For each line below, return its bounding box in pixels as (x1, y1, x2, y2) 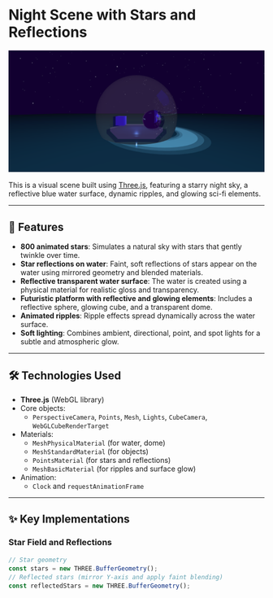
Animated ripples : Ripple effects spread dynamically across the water (19, 311, 256, 321)
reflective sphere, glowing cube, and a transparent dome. (19, 302, 213, 312)
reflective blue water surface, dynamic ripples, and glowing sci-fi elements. (8, 189, 262, 199)
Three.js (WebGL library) (19, 395, 105, 404)
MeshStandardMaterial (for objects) (32, 446, 149, 456)
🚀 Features (8, 220, 64, 234)
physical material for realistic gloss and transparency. (19, 285, 199, 295)
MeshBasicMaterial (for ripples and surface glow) (32, 464, 197, 474)
